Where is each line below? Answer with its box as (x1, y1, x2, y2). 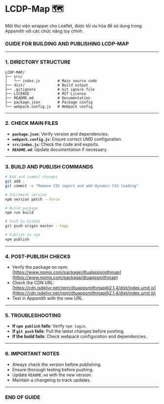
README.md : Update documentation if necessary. (12, 147, 108, 152)
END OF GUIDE (5, 394, 41, 401)
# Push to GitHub (5, 219, 41, 224)
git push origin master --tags (5, 224, 69, 229)
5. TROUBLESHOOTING (5, 312, 61, 319)
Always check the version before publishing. (12, 361, 102, 367)
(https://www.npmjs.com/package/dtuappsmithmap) (12, 275, 118, 280)
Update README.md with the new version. (12, 372, 92, 378)
